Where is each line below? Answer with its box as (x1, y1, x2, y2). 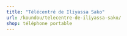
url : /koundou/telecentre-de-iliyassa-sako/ (6, 15, 122, 21)
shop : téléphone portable (6, 20, 72, 26)
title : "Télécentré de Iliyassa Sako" (6, 9, 105, 15)
